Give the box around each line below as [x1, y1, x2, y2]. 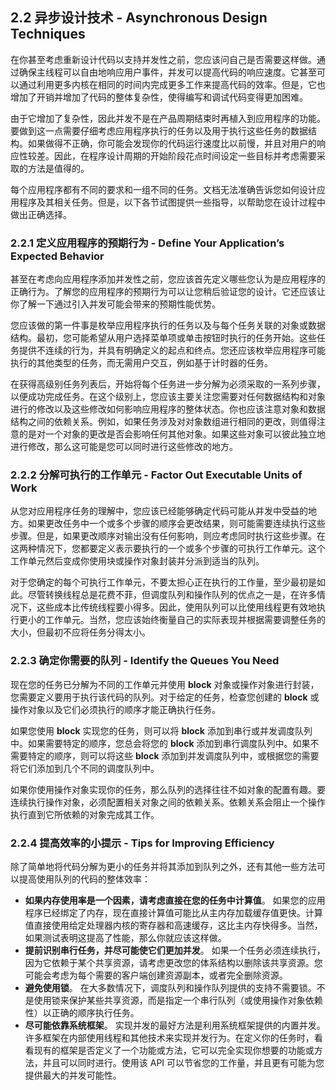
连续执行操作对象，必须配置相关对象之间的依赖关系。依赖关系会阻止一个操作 [10, 796, 326, 808]
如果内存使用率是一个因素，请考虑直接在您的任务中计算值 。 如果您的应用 [24, 894, 326, 906]
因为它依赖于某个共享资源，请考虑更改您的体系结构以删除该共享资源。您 [24, 957, 323, 968]
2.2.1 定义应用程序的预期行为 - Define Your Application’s [10, 236, 285, 250]
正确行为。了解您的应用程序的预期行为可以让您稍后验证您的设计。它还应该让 [10, 286, 326, 298]
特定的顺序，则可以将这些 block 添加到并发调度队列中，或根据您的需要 [27, 749, 320, 762]
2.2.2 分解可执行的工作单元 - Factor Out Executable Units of [10, 468, 303, 482]
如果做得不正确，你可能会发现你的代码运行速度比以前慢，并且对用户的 [27, 137, 317, 149]
